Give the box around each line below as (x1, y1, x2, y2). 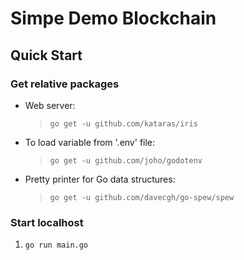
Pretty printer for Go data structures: (24, 173, 176, 185)
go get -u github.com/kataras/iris (49, 118, 198, 129)
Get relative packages (10, 77, 120, 91)
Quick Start (10, 47, 83, 64)
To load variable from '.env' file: (24, 136, 156, 148)
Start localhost (10, 215, 84, 229)
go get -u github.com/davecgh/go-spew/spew (49, 192, 235, 202)
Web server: (24, 99, 76, 111)
